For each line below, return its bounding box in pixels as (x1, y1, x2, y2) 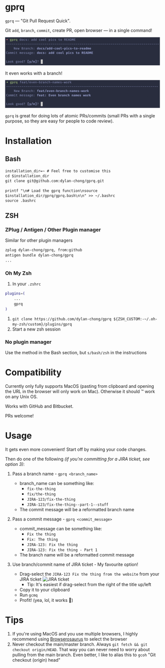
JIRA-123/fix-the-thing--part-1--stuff (27, 502, 109, 507)
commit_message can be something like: (19, 525, 102, 531)
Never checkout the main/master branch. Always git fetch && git (12, 641, 148, 647)
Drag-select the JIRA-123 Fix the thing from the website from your (19, 571, 160, 577)
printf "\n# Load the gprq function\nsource (5, 188, 98, 193)
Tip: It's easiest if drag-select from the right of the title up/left (27, 581, 151, 587)
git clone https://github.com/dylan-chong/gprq (12, 316, 111, 322)
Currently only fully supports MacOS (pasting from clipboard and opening (5, 383, 154, 389)
